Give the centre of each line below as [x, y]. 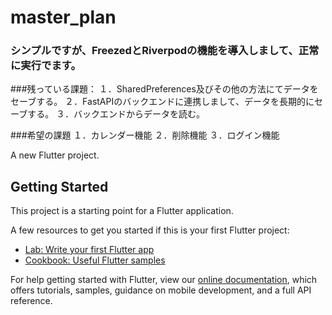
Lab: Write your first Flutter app [89, 250]
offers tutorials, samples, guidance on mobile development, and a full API [161, 290]
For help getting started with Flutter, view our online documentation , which [164, 280]
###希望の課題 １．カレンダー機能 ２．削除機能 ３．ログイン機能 [145, 135]
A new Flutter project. [55, 155]
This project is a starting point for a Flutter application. [122, 211]
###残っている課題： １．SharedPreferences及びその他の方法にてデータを [164, 89]
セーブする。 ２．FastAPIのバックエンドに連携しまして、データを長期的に [162, 102]
